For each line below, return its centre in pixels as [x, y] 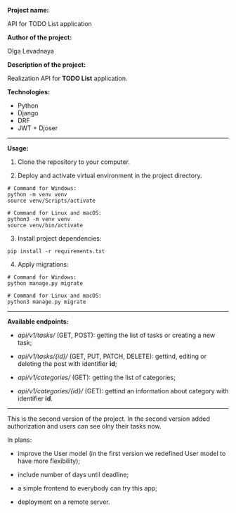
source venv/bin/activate [45, 225]
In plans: [20, 440]
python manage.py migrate [45, 284]
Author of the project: [40, 37]
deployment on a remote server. [64, 502]
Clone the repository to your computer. [74, 162]
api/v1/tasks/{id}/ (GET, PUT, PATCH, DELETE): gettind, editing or [112, 356]
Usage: [18, 148]
